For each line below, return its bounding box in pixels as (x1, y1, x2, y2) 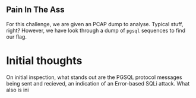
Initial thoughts (6, 54, 83, 67)
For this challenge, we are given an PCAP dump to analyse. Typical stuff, (6, 20, 184, 27)
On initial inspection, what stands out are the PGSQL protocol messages (6, 74, 182, 81)
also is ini (6, 86, 29, 93)
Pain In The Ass (6, 5, 65, 15)
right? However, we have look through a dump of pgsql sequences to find (6, 27, 186, 34)
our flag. (6, 33, 27, 40)
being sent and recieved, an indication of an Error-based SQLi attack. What (6, 80, 190, 87)
